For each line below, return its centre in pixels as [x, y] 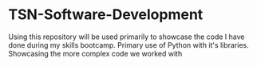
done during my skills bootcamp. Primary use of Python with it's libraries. [128, 45]
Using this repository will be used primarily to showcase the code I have [127, 37]
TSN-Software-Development [106, 15]
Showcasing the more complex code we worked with [95, 53]
